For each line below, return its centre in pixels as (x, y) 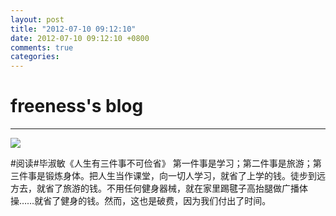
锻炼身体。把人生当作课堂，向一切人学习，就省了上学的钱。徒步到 (180, 176)
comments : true (42, 47)
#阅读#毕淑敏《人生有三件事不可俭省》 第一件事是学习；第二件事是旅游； (161, 163)
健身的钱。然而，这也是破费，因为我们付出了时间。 (166, 201)
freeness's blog (77, 106)
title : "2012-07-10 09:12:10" (73, 29)
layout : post (37, 19)
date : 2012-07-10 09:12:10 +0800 (80, 38)
